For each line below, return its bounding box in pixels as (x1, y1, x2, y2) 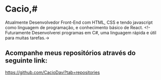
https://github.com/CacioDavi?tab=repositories (5, 69, 100, 75)
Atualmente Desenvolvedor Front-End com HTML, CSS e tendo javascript (5, 19, 153, 25)
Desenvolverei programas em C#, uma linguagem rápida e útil (31, 30, 157, 35)
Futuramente (5, 30, 31, 35)
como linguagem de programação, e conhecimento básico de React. (5, 24, 143, 30)
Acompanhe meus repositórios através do (5, 49, 136, 57)
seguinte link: (5, 57, 47, 65)
